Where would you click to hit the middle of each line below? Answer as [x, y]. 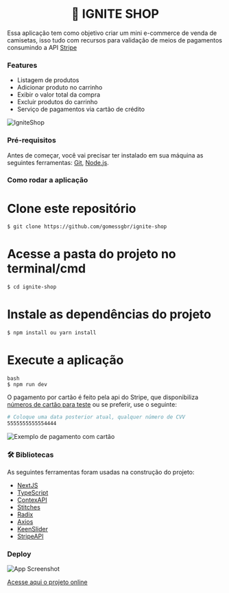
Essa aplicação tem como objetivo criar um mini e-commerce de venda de [112, 33]
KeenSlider [33, 529]
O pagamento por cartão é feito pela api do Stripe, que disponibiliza [103, 397]
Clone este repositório [72, 209]
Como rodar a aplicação [48, 180]
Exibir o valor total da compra [59, 94]
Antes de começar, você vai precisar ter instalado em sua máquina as [105, 155]
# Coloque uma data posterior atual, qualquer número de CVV [96, 417]
